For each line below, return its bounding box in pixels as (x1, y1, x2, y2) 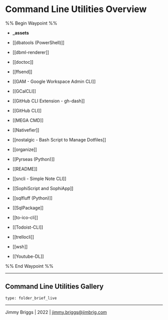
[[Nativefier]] (12, 127, 39, 133)
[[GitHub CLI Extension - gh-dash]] (12, 98, 85, 104)
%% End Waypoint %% (5, 263, 53, 269)
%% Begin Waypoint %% (5, 20, 57, 26)
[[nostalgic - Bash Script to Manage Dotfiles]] (12, 136, 106, 142)
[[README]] (12, 166, 37, 172)
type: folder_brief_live (5, 295, 57, 300)
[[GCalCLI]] (12, 88, 36, 94)
